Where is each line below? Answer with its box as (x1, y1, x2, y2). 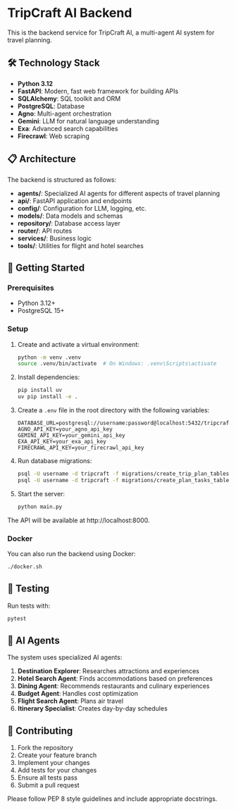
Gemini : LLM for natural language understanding (17, 116, 160, 125)
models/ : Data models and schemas (17, 211, 123, 220)
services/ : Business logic (17, 234, 92, 243)
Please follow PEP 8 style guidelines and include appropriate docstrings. (7, 794, 218, 803)
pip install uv (17, 386, 63, 394)
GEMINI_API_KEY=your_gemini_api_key (17, 432, 125, 439)
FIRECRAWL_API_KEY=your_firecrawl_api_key (17, 444, 144, 452)
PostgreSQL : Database (17, 102, 85, 110)
